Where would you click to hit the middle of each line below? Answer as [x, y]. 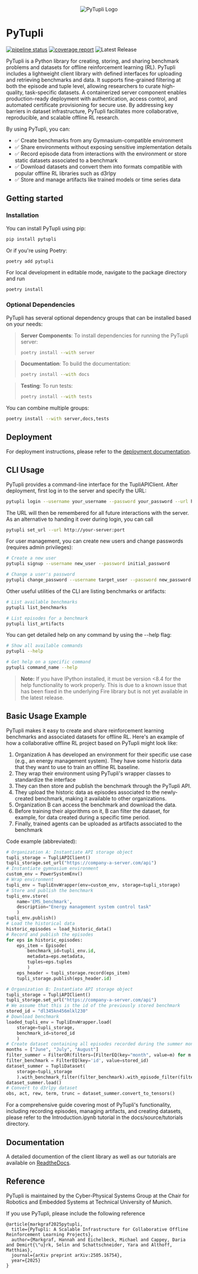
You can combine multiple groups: [48, 408]
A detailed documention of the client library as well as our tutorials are [91, 1157]
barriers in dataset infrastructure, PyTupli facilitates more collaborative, [92, 111]
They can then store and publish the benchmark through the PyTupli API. [103, 786]
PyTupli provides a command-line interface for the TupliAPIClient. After [92, 484]
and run [16, 279]
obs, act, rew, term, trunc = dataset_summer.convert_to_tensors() [91, 1094]
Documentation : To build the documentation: [75, 364]
